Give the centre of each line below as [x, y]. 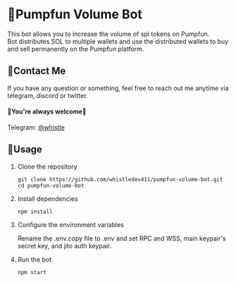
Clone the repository [47, 166]
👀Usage [25, 150]
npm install [35, 211]
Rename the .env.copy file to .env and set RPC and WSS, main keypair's [122, 238]
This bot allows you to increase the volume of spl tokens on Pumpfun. [108, 34]
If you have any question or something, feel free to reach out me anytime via [118, 88]
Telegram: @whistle [36, 127]
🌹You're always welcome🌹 [47, 111]
